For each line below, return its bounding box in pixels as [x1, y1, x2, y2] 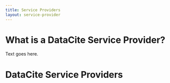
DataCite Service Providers [5, 69, 123, 80]
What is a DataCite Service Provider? [5, 34, 165, 46]
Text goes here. [5, 51, 38, 57]
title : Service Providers [5, 7, 60, 13]
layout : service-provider [5, 12, 60, 17]
